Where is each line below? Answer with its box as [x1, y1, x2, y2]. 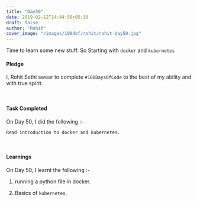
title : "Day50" [6, 8, 44, 15]
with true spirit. [6, 80, 43, 87]
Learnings [6, 153, 32, 160]
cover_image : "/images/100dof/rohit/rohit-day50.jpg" [6, 31, 142, 37]
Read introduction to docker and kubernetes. [6, 129, 120, 135]
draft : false [6, 20, 38, 25]
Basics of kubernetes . [14, 189, 67, 196]
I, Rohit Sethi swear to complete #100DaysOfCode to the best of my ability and [6, 73, 192, 80]
